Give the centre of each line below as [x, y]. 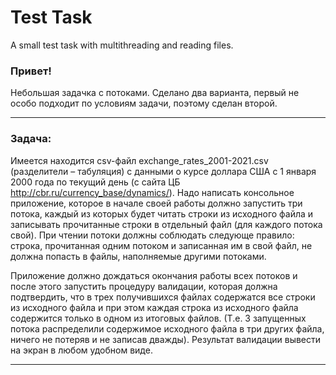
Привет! [31, 71]
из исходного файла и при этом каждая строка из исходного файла [154, 307]
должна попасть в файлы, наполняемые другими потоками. [138, 256]
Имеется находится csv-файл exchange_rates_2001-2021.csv [139, 160]
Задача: [31, 139]
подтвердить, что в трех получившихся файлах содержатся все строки [163, 297]
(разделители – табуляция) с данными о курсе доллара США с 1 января [163, 171]
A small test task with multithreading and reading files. [122, 45]
